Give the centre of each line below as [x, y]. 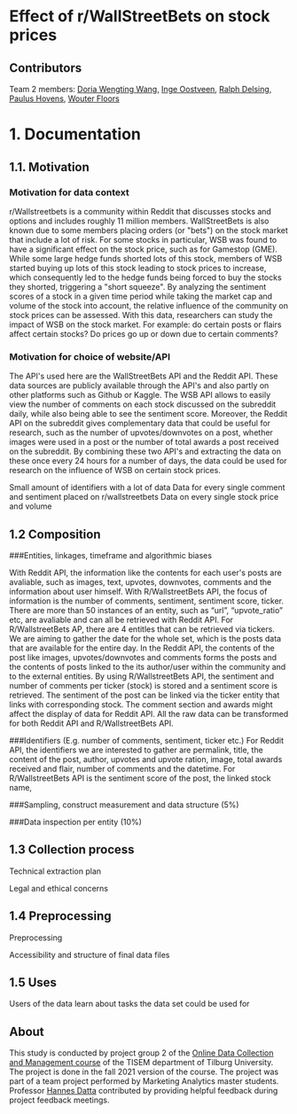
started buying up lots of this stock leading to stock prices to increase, [138, 268]
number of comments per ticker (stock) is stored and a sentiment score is [143, 685]
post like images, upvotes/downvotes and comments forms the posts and [143, 657]
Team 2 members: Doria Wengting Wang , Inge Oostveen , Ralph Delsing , [141, 89]
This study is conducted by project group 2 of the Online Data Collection [141, 1053]
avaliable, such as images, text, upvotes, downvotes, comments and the [141, 581]
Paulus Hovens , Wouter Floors [64, 98]
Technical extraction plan [55, 871]
